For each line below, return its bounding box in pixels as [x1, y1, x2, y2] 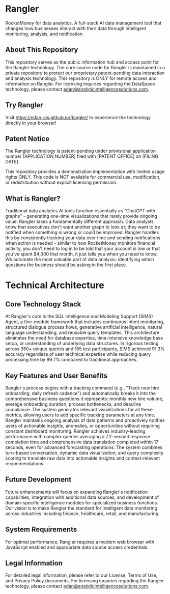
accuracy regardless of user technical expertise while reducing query [5, 351, 151, 357]
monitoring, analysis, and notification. [5, 31, 84, 37]
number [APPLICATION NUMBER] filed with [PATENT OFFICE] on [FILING [5, 153, 159, 159]
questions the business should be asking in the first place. [5, 262, 127, 268]
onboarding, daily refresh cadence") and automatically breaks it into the [5, 390, 156, 396]
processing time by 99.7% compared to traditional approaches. [5, 357, 138, 363]
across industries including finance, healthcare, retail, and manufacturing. [5, 510, 160, 517]
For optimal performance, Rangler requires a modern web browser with [5, 539, 154, 545]
